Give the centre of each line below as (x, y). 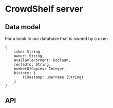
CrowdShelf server (44, 9)
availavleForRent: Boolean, (42, 60)
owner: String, (29, 56)
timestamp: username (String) (53, 77)
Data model (23, 27)
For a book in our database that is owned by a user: (57, 38)
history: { (25, 73)
